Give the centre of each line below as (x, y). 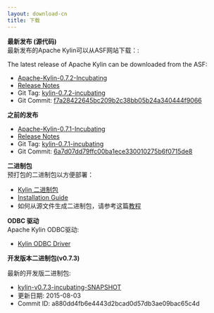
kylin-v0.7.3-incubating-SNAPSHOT (69, 287)
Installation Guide (43, 197)
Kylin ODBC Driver (44, 243)
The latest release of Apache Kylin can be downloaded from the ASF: (107, 64)
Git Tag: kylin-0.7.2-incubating (61, 93)
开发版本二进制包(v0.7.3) (44, 258)
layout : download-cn (38, 14)
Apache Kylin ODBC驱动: (43, 229)
